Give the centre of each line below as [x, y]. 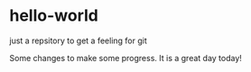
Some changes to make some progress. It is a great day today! [125, 58]
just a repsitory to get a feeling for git [78, 40]
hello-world [54, 16]
